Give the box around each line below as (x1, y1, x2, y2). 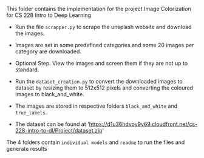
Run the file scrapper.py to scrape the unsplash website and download (15, 24, 192, 30)
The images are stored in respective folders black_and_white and (15, 102, 178, 110)
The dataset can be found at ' (15, 120, 89, 128)
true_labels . (15, 109, 47, 116)
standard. (15, 66, 39, 73)
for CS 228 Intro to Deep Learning (6, 12, 91, 19)
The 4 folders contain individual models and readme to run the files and (6, 139, 185, 146)
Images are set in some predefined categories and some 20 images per (15, 42, 194, 48)
